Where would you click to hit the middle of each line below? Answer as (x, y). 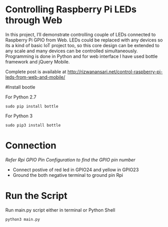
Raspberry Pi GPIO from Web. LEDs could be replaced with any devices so (84, 40)
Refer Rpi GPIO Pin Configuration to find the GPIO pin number (70, 159)
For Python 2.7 (21, 97)
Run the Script (36, 196)
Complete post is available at (36, 71)
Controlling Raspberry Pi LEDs (71, 9)
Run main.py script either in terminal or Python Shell (60, 210)
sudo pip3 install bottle (33, 125)
